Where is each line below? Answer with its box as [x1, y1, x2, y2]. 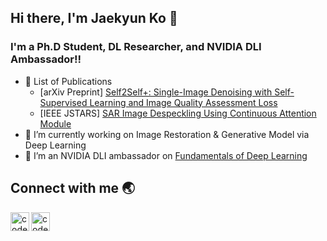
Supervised [39, 96, 88, 108]
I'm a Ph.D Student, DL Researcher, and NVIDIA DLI [10, 40, 262, 54]
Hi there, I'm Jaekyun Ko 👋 [10, 10, 178, 27]
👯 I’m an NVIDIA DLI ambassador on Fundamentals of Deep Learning [24, 149, 308, 161]
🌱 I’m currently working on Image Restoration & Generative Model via [24, 128, 310, 140]
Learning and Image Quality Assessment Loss [89, 96, 278, 108]
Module [39, 117, 72, 130]
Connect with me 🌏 [10, 180, 136, 197]
